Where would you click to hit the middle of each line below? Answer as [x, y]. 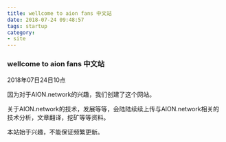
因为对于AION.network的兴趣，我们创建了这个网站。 [81, 95]
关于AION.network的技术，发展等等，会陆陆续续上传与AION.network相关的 [113, 109]
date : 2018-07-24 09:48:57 [46, 20]
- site [16, 39]
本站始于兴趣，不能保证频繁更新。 [55, 132]
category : [21, 32]
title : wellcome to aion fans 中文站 [59, 13]
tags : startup [27, 26]
